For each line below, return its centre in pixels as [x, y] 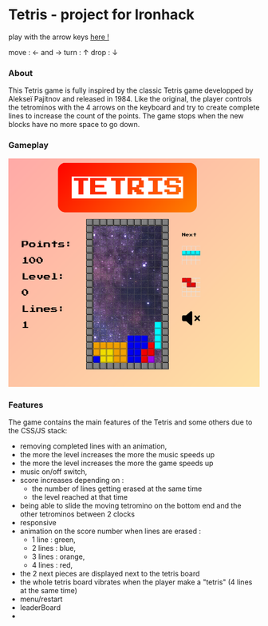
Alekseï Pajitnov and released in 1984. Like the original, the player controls [130, 99]
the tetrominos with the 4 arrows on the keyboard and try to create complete [134, 108]
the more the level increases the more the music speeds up [117, 454]
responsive [38, 522]
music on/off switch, [53, 471]
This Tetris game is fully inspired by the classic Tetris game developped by [131, 90]
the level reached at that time [80, 496]
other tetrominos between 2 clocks [77, 514]
